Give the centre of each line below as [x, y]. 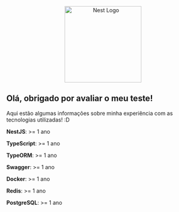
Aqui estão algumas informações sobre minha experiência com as [90, 113]
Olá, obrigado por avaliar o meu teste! [80, 99]
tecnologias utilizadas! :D [38, 120]
